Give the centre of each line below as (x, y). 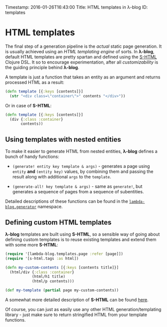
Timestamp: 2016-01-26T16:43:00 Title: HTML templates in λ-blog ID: (77, 7)
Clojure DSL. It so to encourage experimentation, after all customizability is (82, 62)
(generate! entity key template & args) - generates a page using (81, 166)
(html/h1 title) (48, 277)
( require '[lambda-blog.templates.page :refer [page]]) (64, 254)
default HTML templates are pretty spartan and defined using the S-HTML (81, 57)
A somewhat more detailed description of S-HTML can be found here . (77, 300)
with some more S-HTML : (32, 245)
